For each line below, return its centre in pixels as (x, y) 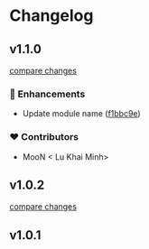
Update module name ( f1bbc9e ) (82, 114)
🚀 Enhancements (47, 94)
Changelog (51, 16)
